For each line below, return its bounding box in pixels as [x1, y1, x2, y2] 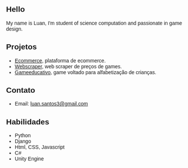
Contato [6, 86, 36, 95]
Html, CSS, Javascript [14, 144, 65, 150]
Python [14, 132, 31, 139]
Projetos [6, 42, 37, 51]
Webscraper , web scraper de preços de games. [14, 63, 122, 69]
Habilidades [6, 117, 50, 126]
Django [14, 138, 32, 145]
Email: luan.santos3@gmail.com [14, 100, 88, 107]
